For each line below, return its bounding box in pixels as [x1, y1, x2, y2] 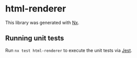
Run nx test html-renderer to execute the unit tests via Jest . [5, 47, 132, 53]
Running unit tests [5, 34, 64, 42]
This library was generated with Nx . [5, 19, 79, 25]
